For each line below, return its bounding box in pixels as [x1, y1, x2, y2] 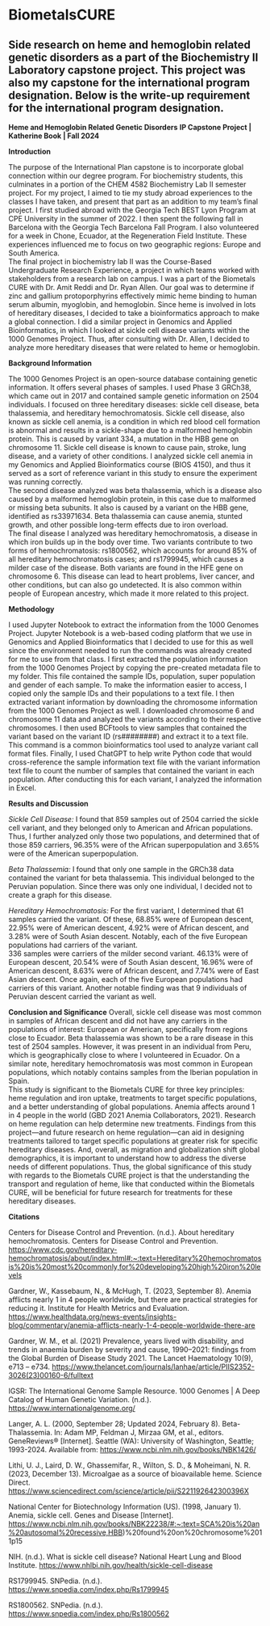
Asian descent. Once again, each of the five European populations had [8, 975, 243, 984]
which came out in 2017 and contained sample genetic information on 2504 [8, 391, 260, 401]
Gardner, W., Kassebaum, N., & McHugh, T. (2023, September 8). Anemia [8, 1287, 251, 1295]
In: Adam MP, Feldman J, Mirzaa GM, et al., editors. [53, 1428, 224, 1437]
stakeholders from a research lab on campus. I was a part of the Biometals [8, 274, 256, 284]
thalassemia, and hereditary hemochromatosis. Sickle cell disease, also [8, 408, 245, 418]
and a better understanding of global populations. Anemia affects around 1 [8, 1102, 255, 1111]
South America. [8, 248, 60, 258]
